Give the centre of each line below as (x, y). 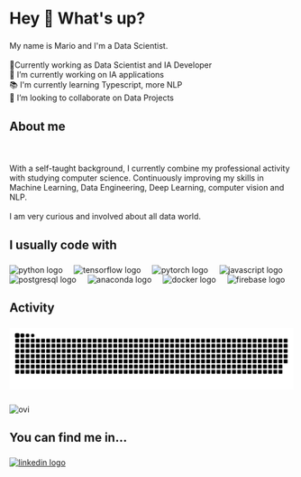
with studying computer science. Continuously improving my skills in (137, 178)
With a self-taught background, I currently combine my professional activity (150, 168)
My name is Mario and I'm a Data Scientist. (89, 46)
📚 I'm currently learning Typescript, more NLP (96, 85)
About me (37, 126)
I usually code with (63, 244)
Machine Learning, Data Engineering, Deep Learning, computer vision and (147, 188)
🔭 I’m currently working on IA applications (87, 75)
